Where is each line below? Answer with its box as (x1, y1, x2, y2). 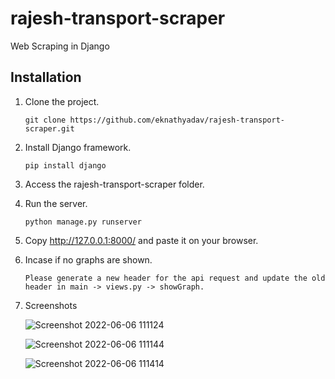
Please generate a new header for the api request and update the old (24, 273, 326, 283)
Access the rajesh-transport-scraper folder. (24, 178, 205, 190)
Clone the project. (24, 95, 100, 107)
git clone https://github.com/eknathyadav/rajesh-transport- (24, 115, 286, 125)
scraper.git (24, 123, 75, 134)
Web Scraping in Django (10, 40, 110, 52)
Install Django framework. (24, 141, 132, 153)
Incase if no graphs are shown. (24, 253, 153, 266)
